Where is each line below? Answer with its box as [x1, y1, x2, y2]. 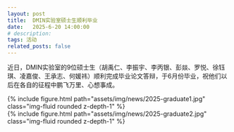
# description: [7, 29, 52, 37]
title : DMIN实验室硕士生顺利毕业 [7, 17, 98, 24]
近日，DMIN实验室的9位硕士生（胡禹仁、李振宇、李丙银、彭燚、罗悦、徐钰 [7, 63, 226, 71]
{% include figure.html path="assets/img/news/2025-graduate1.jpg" [7, 95, 206, 103]
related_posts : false [7, 43, 71, 50]
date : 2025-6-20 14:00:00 [7, 23, 90, 30]
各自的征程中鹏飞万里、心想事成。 [19, 81, 118, 88]
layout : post [7, 10, 46, 18]
